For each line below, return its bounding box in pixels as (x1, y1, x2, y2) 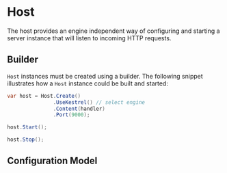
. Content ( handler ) (53, 105, 106, 112)
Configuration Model (7, 155, 98, 167)
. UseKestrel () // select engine (53, 98, 146, 106)
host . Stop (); (7, 136, 44, 144)
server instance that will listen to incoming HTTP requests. (7, 34, 172, 42)
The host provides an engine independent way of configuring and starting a (7, 27, 220, 35)
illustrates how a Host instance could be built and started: (7, 79, 169, 88)
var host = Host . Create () (7, 92, 81, 99)
